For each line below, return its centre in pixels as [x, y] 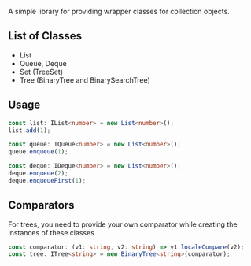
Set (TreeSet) [41, 72]
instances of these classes [51, 232]
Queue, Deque [43, 63]
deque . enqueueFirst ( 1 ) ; [47, 180]
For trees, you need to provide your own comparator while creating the [123, 224]
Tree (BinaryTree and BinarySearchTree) [85, 80]
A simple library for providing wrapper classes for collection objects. [119, 11]
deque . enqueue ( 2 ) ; [38, 173]
